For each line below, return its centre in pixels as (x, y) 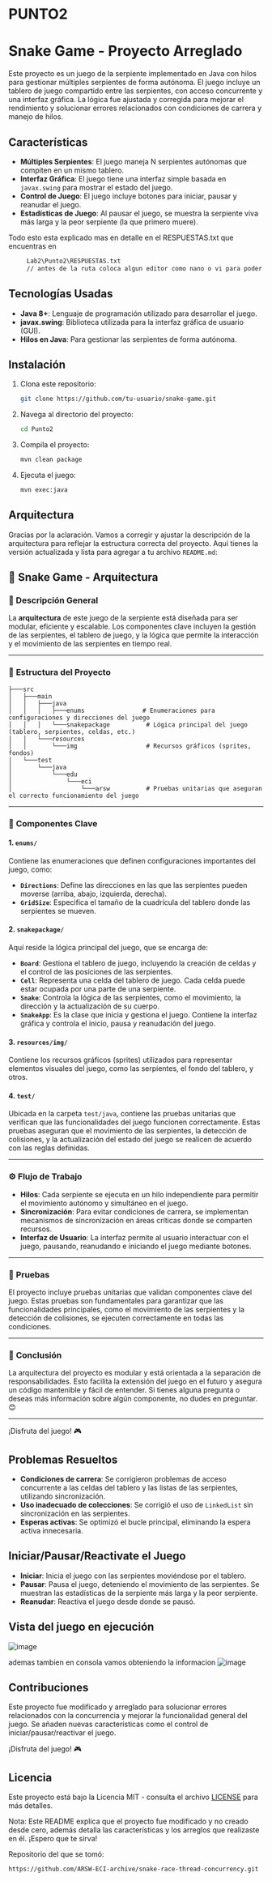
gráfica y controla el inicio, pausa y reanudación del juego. (118, 1023)
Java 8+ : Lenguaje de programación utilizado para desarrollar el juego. (138, 313)
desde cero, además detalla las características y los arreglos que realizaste (134, 1830)
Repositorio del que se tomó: (56, 1854)
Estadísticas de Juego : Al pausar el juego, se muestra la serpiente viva (139, 213)
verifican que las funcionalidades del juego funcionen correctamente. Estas (134, 1122)
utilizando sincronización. (63, 1496)
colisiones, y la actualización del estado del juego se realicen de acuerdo (130, 1140)
